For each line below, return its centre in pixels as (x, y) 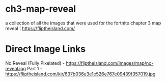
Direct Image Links (46, 49)
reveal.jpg (16, 68)
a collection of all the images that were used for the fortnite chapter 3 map (83, 23)
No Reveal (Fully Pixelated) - (35, 63)
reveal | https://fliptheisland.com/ (40, 28)
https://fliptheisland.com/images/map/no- (110, 63)
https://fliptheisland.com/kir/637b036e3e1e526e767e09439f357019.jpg (80, 74)
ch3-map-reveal (41, 9)
